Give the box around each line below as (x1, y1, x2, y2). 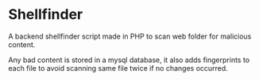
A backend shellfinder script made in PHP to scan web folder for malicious (8, 31, 252, 41)
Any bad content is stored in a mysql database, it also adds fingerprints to (8, 55, 250, 64)
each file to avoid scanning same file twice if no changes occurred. (8, 63, 228, 72)
